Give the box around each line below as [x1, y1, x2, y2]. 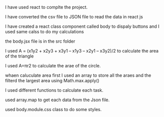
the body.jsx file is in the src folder [5, 38, 76, 44]
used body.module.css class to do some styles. [5, 107, 102, 112]
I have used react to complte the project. [5, 4, 88, 10]
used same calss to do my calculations [5, 29, 84, 34]
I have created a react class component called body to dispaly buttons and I [5, 23, 160, 29]
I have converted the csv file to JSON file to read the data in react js [5, 14, 143, 19]
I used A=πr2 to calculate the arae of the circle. [5, 63, 101, 68]
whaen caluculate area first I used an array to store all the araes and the [5, 72, 152, 78]
